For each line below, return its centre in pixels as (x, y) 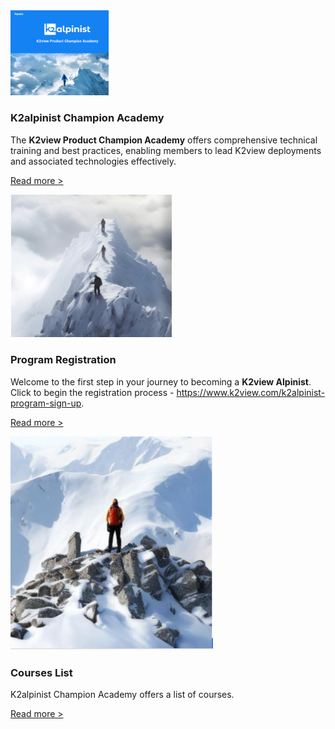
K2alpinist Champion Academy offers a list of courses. (122, 695)
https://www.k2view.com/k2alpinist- (251, 392)
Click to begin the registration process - (92, 392)
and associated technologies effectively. (93, 161)
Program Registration (63, 360)
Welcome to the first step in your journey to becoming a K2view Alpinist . (161, 381)
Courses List (41, 672)
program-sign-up (46, 403)
